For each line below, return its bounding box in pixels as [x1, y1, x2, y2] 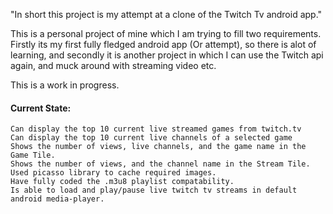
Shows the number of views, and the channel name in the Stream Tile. [10, 159, 311, 169]
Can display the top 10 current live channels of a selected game [10, 133, 293, 143]
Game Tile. [10, 150, 56, 161]
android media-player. [10, 194, 105, 204]
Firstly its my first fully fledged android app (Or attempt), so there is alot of [10, 39, 317, 50]
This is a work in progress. [10, 79, 120, 91]
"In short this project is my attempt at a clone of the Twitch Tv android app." [10, 9, 323, 20]
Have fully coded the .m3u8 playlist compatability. [10, 177, 235, 187]
